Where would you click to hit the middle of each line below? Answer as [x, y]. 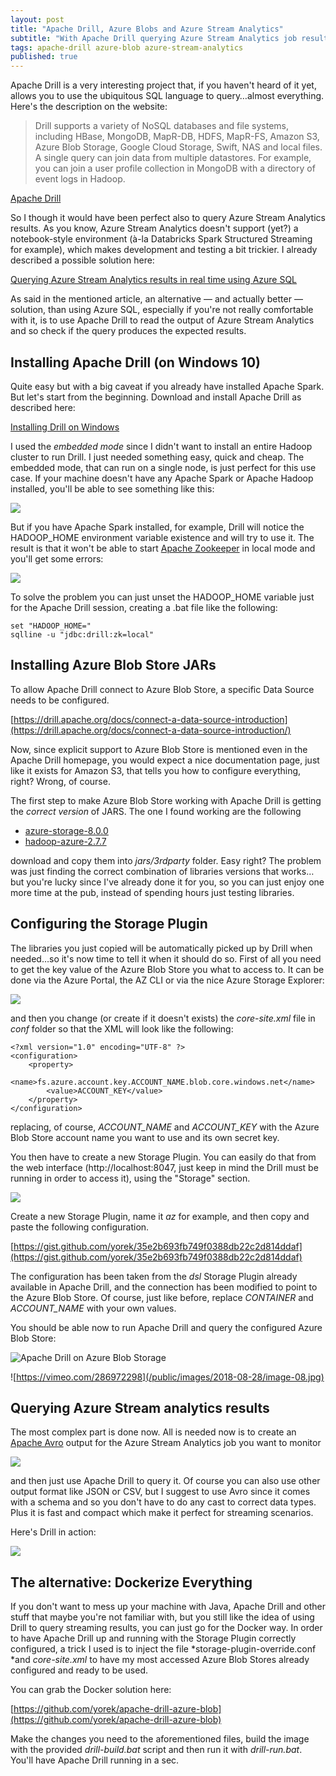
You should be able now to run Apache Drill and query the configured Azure [166, 1327]
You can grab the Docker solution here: [91, 1690]
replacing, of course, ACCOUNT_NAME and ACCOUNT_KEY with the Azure [165, 1127]
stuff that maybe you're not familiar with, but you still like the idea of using [162, 1617]
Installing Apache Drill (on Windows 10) [136, 362]
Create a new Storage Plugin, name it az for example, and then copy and [160, 1216]
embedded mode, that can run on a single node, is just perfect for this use [163, 467]
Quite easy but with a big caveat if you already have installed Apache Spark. [167, 386]
